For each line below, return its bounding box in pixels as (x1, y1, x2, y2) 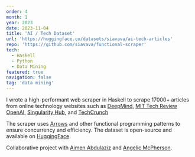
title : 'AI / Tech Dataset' (6, 31, 76, 37)
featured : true (6, 69, 44, 75)
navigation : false (6, 74, 51, 80)
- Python (11, 58, 33, 64)
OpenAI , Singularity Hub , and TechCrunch (6, 109, 108, 116)
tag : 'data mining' (6, 80, 54, 86)
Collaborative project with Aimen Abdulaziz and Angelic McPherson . (6, 144, 173, 151)
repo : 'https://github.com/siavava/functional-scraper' (6, 42, 147, 48)
